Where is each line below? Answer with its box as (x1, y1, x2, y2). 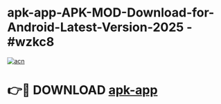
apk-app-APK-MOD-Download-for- (7, 5, 215, 21)
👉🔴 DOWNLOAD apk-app (7, 83, 158, 98)
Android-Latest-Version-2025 (7, 19, 184, 35)
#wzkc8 (7, 34, 55, 50)
